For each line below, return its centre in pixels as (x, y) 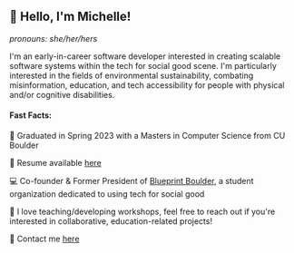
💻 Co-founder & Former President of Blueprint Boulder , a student (132, 181)
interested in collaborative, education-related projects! (111, 221)
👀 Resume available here (55, 163)
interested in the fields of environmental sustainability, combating (132, 75)
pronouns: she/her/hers (54, 38)
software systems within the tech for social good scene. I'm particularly (143, 65)
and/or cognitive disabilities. (62, 94)
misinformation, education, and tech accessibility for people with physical (147, 85)
